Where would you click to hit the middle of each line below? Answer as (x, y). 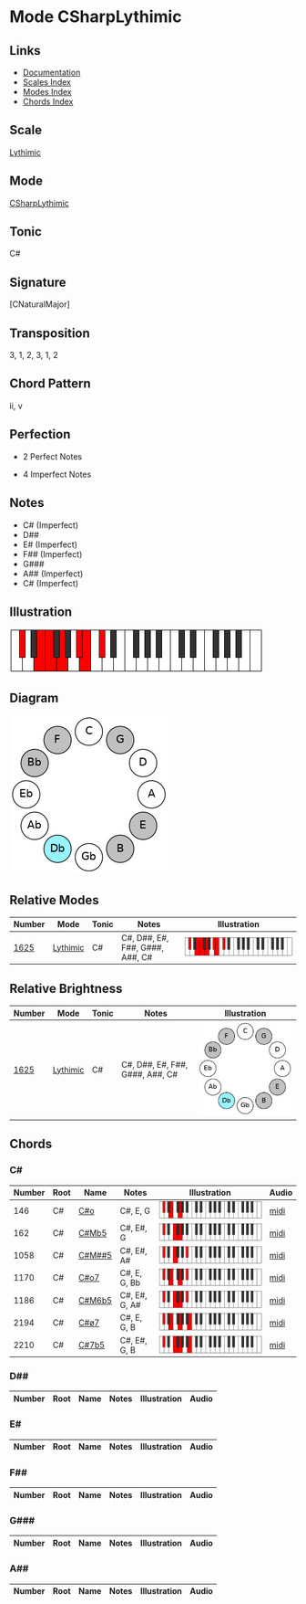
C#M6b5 (95, 1300)
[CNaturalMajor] (40, 304)
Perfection (40, 434)
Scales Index (46, 82)
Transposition (50, 333)
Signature (38, 282)
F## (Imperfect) (52, 554)
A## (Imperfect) (53, 574)
